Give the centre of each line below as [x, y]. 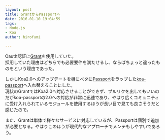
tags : [11, 23]
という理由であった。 [35, 68]
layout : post [18, 10]
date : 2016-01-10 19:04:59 [33, 19]
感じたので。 [18, 109]
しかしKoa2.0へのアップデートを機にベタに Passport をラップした [71, 79]
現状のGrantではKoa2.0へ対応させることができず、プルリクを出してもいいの [82, 91]
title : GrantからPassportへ [33, 14]
